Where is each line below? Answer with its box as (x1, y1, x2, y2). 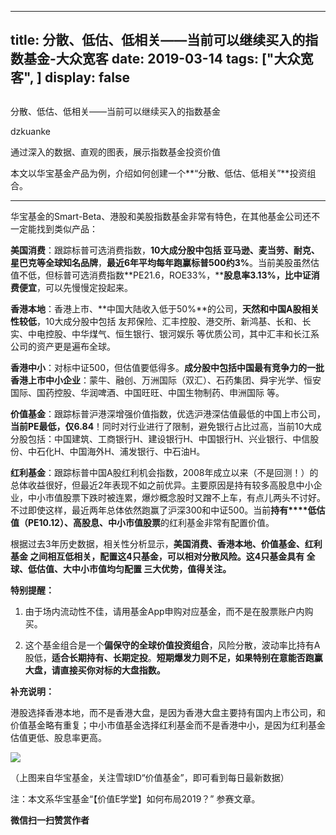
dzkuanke (10, 125, 51, 137)
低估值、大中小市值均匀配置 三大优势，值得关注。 (27, 562, 232, 575)
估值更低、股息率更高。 (10, 731, 107, 743)
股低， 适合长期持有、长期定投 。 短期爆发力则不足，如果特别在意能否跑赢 (24, 651, 323, 663)
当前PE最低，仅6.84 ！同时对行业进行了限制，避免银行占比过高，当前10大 (10, 420, 313, 432)
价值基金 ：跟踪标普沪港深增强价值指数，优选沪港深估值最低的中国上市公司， (10, 407, 326, 420)
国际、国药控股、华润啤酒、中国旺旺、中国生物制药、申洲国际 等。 (10, 386, 285, 398)
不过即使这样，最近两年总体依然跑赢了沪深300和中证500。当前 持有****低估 (10, 504, 326, 516)
